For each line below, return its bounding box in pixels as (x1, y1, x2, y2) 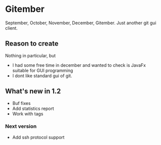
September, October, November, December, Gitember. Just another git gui (5, 20, 157, 26)
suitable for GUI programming (12, 67, 73, 73)
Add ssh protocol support (12, 134, 65, 140)
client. (5, 25, 18, 31)
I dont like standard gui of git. (12, 73, 72, 79)
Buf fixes (12, 100, 31, 106)
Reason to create (5, 40, 58, 48)
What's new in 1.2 (5, 87, 61, 96)
